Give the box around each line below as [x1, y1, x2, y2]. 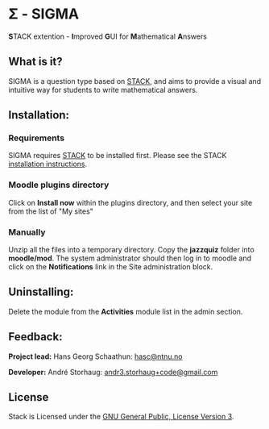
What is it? [8, 55, 63, 69]
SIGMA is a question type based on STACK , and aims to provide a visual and [8, 76, 262, 85]
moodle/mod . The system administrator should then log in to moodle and [8, 253, 252, 263]
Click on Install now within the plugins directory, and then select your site [8, 198, 253, 207]
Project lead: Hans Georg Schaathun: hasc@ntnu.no [8, 352, 183, 361]
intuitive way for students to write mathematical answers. [8, 85, 198, 94]
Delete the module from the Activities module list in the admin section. [8, 306, 243, 316]
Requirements [8, 132, 65, 144]
